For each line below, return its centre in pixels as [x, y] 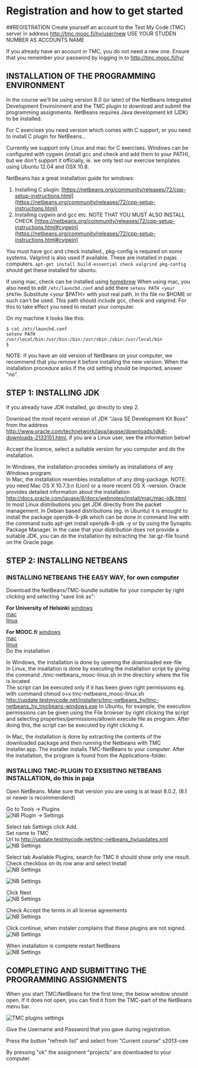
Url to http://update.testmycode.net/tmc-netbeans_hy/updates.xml [87, 839]
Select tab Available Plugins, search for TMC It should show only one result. [98, 857]
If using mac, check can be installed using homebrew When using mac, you [98, 281]
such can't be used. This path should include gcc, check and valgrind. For [96, 300]
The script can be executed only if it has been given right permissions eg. [96, 688]
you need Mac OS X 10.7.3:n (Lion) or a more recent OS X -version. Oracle [96, 486]
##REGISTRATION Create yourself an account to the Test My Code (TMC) [96, 27]
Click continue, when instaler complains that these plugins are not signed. [96, 928]
